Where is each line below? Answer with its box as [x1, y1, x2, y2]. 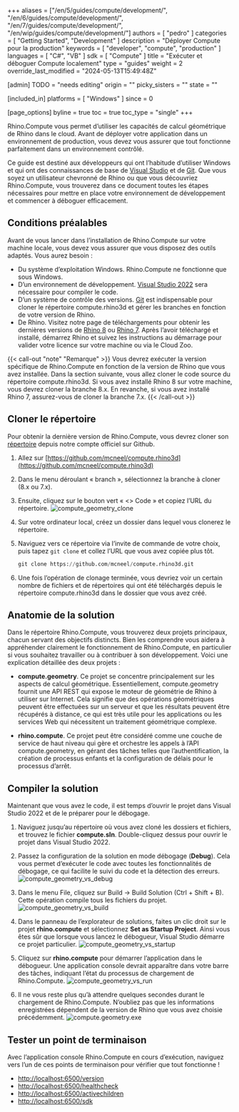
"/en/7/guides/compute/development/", [7, 21, 123, 29]
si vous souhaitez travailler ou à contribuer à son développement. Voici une [7, 651, 228, 659]
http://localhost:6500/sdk [17, 1096, 93, 1105]
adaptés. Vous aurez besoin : [7, 251, 93, 260]
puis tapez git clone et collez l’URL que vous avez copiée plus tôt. [17, 546, 215, 555]
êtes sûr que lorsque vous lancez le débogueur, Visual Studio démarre [17, 932, 225, 941]
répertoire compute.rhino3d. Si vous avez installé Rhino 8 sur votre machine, [7, 377, 233, 386]
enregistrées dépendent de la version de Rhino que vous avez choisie [17, 1006, 223, 1014]
